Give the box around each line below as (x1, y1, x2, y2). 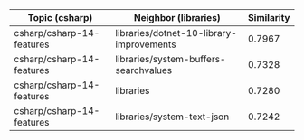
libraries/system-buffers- (115, 53, 226, 65)
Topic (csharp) (27, 12, 93, 23)
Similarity (247, 12, 290, 23)
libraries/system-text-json (115, 110, 230, 123)
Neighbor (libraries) (134, 12, 222, 23)
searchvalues (115, 64, 173, 76)
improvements (115, 38, 176, 51)
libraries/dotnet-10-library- (115, 27, 237, 39)
